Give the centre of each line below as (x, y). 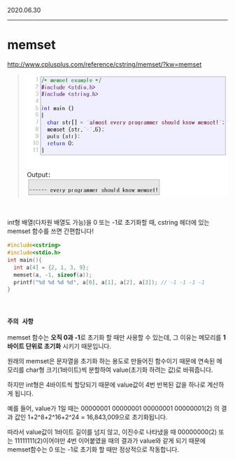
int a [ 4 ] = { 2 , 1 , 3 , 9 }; (51, 267)
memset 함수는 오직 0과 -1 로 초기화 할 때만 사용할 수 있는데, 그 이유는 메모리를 (114, 337)
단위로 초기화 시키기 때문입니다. (69, 346)
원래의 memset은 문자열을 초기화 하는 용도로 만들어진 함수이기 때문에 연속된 (111, 361)
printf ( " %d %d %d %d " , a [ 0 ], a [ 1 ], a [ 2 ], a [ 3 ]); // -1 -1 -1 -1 (109, 282)
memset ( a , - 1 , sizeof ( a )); (53, 275)
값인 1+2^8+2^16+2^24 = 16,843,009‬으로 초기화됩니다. (91, 417)
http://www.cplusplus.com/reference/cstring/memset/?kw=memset (105, 64)
